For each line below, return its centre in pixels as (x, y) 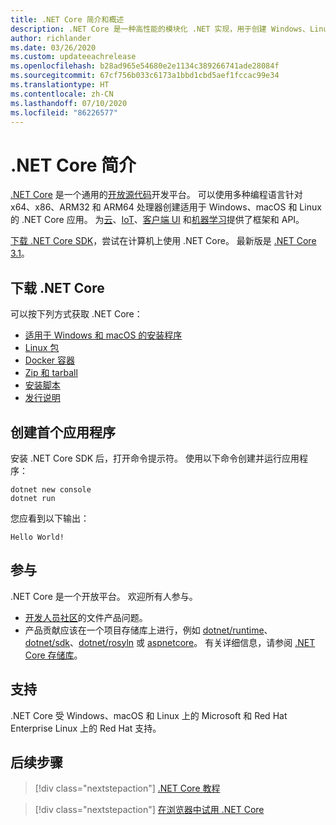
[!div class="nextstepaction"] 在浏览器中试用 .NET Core (149, 810)
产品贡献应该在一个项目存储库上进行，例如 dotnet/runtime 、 (148, 630)
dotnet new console (51, 489)
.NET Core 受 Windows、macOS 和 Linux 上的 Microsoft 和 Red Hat (149, 715)
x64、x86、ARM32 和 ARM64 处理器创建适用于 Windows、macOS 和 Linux (166, 207)
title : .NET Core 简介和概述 (67, 19)
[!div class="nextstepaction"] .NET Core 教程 (127, 788)
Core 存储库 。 (53, 655)
